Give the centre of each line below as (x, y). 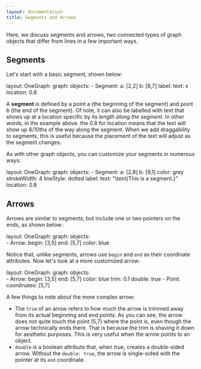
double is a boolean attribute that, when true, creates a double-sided (100, 347)
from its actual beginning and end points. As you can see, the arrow (99, 315)
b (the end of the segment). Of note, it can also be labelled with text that (95, 110)
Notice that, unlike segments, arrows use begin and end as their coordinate (98, 255)
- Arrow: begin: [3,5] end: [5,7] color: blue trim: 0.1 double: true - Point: (94, 279)
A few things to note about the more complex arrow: (70, 297)
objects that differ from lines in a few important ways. (72, 41)
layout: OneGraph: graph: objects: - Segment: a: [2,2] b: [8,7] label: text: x (97, 86)
